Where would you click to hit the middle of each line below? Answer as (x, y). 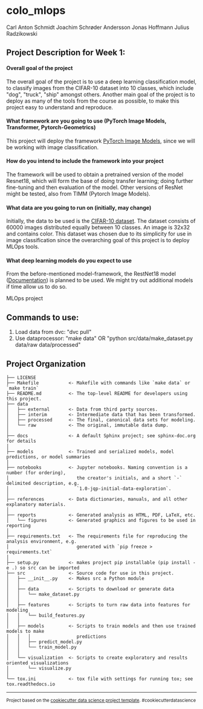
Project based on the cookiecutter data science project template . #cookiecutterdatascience (101, 700)
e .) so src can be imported (43, 568)
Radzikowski (22, 33)
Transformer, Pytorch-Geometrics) (51, 127)
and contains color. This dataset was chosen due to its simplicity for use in (99, 234)
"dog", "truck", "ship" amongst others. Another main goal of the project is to (101, 94)
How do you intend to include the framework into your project (85, 161)
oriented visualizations (37, 663)
